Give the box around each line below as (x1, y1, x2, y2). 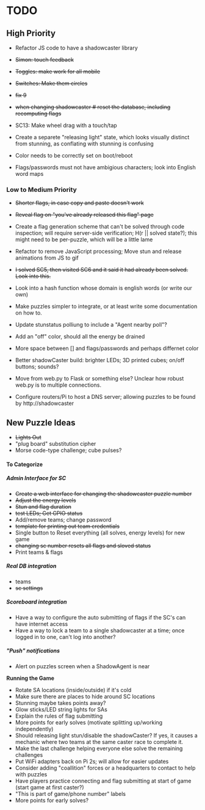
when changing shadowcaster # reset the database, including (15, 103, 171, 111)
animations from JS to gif (15, 254, 79, 261)
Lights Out (15, 434, 41, 441)
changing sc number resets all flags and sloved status (15, 542, 151, 549)
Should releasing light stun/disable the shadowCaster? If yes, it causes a (15, 731, 198, 739)
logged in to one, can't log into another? (15, 633, 116, 640)
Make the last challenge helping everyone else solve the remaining (15, 745, 183, 752)
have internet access (15, 620, 68, 627)
